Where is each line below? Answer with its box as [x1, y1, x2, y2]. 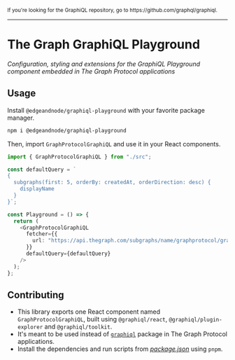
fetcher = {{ [25, 230, 58, 237]
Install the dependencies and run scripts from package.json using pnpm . [17, 345, 223, 353]
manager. [7, 113, 35, 122]
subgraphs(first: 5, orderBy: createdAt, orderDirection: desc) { [13, 179, 211, 186]
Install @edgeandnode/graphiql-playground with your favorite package [7, 106, 205, 114]
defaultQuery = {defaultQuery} [25, 250, 111, 257]
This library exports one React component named [17, 307, 161, 316]
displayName [20, 186, 55, 193]
